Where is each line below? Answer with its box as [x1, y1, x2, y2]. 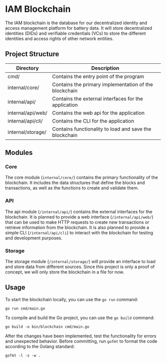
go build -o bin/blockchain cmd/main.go [5, 324, 90, 329]
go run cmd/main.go [5, 306, 45, 311]
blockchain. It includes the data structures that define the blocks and [5, 180, 145, 186]
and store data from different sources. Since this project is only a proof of [5, 264, 155, 270]
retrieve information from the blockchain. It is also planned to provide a [5, 224, 149, 230]
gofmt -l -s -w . [5, 353, 41, 358]
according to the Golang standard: [5, 343, 75, 349]
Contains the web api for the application [52, 109, 145, 116]
